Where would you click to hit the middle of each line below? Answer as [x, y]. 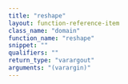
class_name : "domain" [44, 30]
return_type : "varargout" [51, 61]
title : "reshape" [37, 16]
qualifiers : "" [34, 53]
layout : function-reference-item [64, 23]
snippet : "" [28, 46]
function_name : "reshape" [51, 38]
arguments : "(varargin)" [50, 68]
